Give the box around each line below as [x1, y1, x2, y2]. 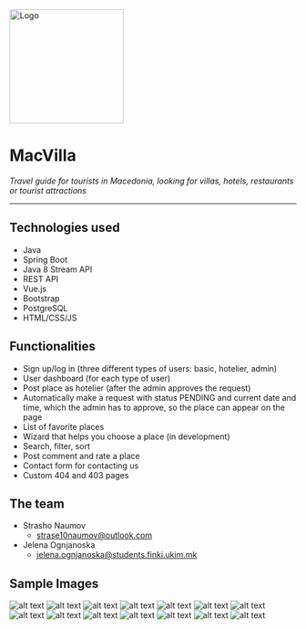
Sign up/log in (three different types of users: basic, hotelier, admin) [22, 362, 278, 373]
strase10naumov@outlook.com [36, 529, 153, 541]
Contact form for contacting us [22, 460, 139, 471]
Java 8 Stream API [22, 264, 93, 275]
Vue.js [22, 283, 47, 294]
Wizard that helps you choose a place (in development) [22, 431, 230, 442]
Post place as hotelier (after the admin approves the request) [22, 383, 251, 393]
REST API [22, 273, 59, 284]
